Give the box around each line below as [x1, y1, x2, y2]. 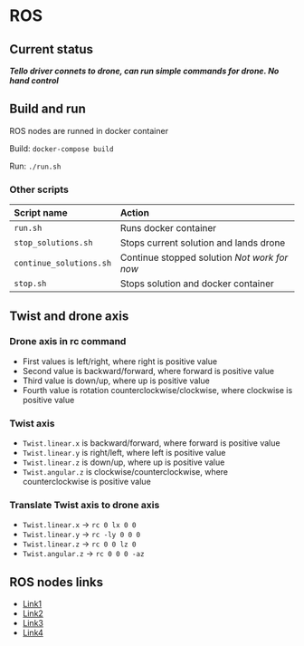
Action [119, 207, 149, 219]
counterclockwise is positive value [22, 477, 151, 487]
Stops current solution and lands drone [119, 236, 286, 249]
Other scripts [9, 183, 70, 196]
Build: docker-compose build [9, 142, 114, 154]
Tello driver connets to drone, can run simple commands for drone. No [9, 65, 280, 76]
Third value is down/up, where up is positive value [22, 375, 210, 386]
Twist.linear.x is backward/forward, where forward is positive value [22, 438, 280, 448]
